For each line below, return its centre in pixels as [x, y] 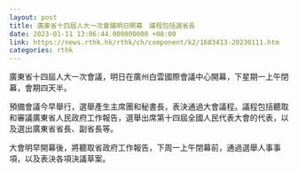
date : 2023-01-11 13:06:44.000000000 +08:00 [93, 34]
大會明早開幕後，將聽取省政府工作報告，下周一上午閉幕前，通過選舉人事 [141, 148]
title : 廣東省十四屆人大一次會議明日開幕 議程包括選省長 [102, 26]
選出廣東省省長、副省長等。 [67, 129]
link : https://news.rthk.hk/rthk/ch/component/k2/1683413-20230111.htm [144, 42]
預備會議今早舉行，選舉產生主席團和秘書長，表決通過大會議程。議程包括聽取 [149, 106]
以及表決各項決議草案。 [67, 159]
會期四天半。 [48, 88]
